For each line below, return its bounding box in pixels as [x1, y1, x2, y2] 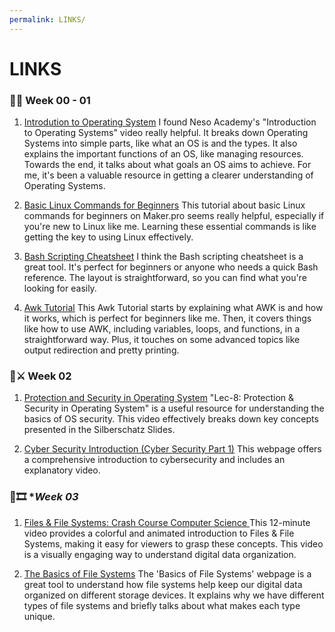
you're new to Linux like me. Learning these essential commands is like [23, 221, 317, 233]
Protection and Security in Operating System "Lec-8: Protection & [23, 392, 295, 404]
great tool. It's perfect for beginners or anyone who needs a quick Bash [23, 261, 319, 273]
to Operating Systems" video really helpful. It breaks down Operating [23, 127, 309, 139]
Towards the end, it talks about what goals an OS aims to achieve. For [23, 159, 312, 171]
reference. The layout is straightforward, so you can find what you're [23, 272, 307, 284]
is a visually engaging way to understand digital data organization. [23, 548, 297, 560]
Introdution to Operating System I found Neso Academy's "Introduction [23, 116, 317, 128]
